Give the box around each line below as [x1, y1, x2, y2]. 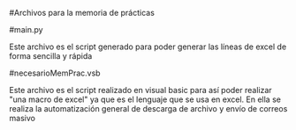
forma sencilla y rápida [9, 51, 93, 61]
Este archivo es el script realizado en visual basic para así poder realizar [9, 85, 272, 95]
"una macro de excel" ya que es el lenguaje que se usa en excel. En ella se [9, 94, 281, 105]
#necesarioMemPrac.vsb [9, 68, 101, 78]
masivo [9, 113, 35, 123]
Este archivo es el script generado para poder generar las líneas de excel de [9, 41, 287, 52]
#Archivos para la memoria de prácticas [9, 8, 155, 18]
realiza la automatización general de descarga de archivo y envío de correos [9, 104, 288, 113]
